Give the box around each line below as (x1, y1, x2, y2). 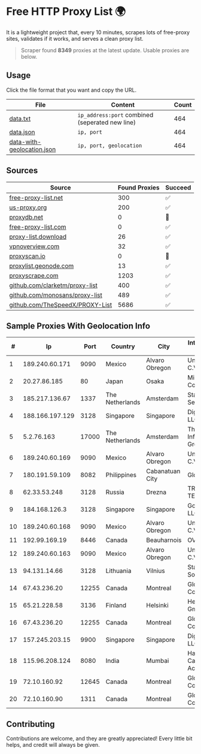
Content (111, 100, 135, 108)
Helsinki (146, 601, 169, 610)
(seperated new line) (77, 118, 136, 126)
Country (111, 342, 136, 351)
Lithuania (105, 567, 132, 575)
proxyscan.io (9, 252, 46, 260)
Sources (6, 165, 38, 176)
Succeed (165, 183, 191, 192)
